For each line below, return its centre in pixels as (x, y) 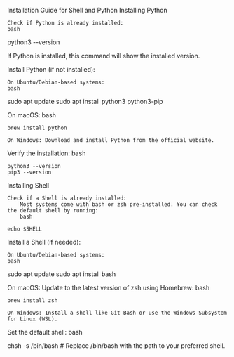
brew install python (37, 128)
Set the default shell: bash (45, 332)
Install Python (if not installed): (51, 69)
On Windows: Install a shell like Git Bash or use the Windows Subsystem (117, 313)
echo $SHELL (25, 229)
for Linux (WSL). (33, 319)
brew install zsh (33, 301)
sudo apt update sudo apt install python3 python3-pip (85, 102)
